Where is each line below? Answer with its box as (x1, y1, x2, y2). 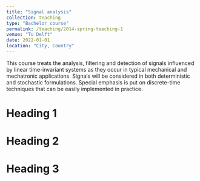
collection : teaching (6, 15, 61, 21)
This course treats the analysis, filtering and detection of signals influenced (6, 59, 195, 67)
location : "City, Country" (6, 43, 75, 49)
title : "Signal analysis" (6, 9, 72, 15)
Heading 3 (6, 162, 59, 176)
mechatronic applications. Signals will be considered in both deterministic (6, 72, 190, 80)
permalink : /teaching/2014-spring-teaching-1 (6, 26, 123, 32)
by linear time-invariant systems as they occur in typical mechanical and (6, 66, 187, 73)
